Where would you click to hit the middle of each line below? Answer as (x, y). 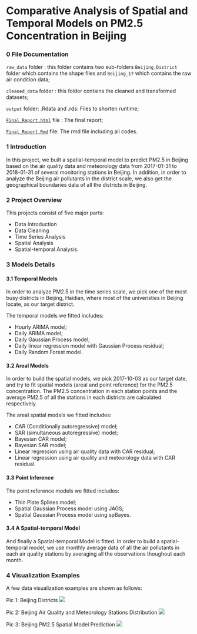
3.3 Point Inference (30, 478)
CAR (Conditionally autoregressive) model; (66, 427)
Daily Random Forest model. (49, 352)
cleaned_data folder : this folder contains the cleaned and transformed (91, 91)
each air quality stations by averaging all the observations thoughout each (96, 554)
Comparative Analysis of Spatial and (97, 11)
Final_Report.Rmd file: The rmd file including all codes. (72, 131)
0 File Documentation (37, 54)
